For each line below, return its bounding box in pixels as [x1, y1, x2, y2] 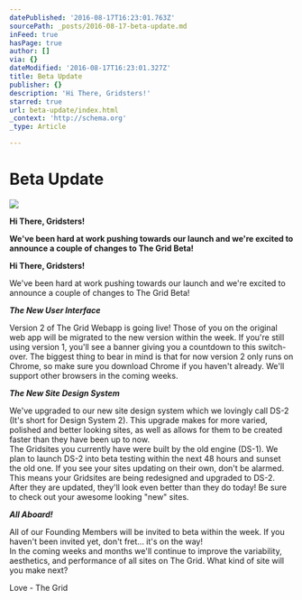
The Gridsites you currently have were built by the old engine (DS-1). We [9, 443, 279, 454]
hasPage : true [9, 38, 63, 48]
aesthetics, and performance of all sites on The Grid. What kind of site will [9, 555, 285, 566]
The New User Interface [9, 304, 101, 316]
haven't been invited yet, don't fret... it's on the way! [9, 536, 203, 547]
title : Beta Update [9, 72, 83, 81]
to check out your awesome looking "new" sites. [9, 491, 189, 502]
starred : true [9, 97, 63, 106]
